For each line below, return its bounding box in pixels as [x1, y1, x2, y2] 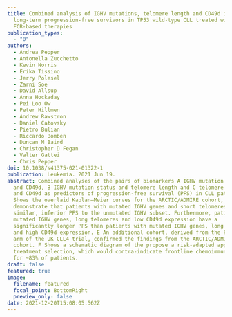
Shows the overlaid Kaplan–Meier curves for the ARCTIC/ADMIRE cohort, [13, 197, 224, 204]
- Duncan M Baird [13, 139, 64, 146]
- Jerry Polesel [13, 74, 60, 82]
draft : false [7, 261, 45, 268]
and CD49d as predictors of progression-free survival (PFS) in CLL [13, 190, 215, 197]
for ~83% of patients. [13, 255, 79, 262]
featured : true [7, 267, 51, 274]
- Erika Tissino [13, 68, 60, 75]
